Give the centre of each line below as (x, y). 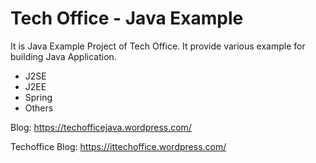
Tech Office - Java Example (127, 18)
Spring (38, 97)
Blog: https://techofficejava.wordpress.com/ (101, 127)
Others (39, 108)
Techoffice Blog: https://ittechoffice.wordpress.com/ (118, 146)
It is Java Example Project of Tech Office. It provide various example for (158, 46)
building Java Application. (63, 56)
